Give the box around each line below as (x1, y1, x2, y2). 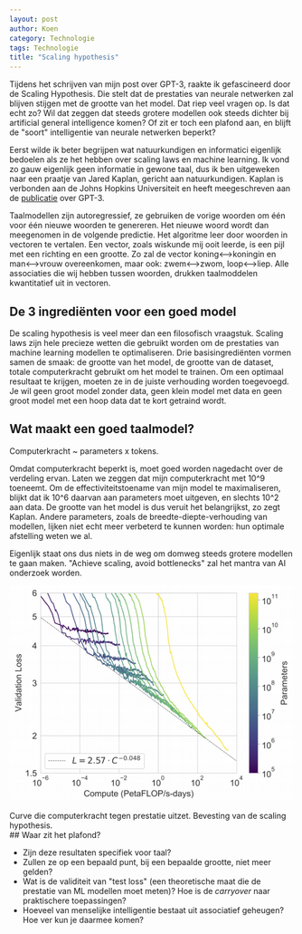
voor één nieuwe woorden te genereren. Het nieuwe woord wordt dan (9, 220, 269, 231)
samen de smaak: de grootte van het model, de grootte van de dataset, (9, 356, 274, 367)
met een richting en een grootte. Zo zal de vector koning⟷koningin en (9, 249, 277, 260)
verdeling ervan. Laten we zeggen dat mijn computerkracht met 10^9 (9, 472, 265, 484)
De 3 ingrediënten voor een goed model (9, 303, 237, 319)
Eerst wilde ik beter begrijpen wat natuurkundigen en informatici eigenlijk (9, 145, 282, 156)
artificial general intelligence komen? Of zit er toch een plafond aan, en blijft (9, 118, 291, 129)
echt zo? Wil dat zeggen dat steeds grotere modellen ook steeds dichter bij (9, 108, 289, 119)
